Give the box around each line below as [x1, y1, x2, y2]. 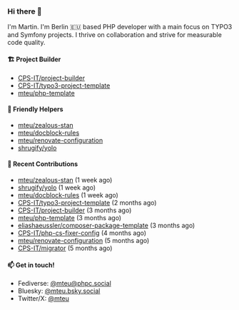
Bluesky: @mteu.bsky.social [17, 286, 101, 295]
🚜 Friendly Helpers [7, 105, 63, 113]
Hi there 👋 [7, 6, 43, 16]
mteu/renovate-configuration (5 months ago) [17, 236, 150, 244]
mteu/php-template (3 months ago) [17, 213, 122, 222]
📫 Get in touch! [7, 260, 55, 269]
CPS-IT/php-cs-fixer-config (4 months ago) [17, 228, 147, 237]
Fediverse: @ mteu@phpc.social [17, 279, 112, 288]
